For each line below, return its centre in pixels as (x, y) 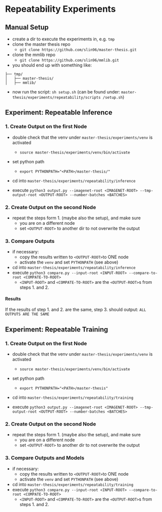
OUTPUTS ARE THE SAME (27, 314)
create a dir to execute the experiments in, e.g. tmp (63, 39)
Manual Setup (27, 27)
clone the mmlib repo (34, 55)
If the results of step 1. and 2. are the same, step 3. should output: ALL (76, 310)
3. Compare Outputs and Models (45, 458)
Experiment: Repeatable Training (57, 329)
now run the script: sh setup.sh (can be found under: (66, 92)
